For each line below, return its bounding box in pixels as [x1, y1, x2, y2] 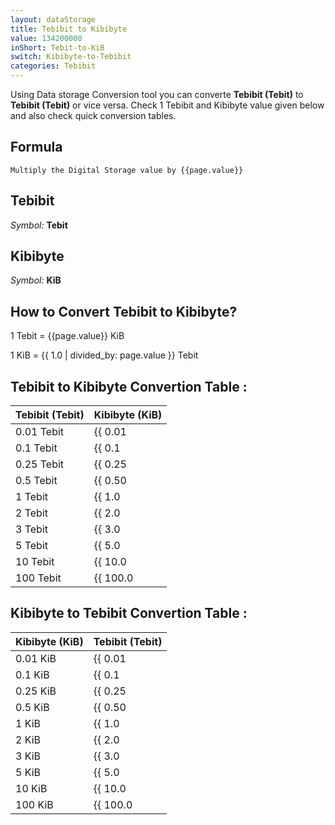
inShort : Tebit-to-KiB [10, 42, 105, 53]
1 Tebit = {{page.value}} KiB [10, 330, 125, 342]
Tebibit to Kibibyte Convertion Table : [10, 378, 248, 395]
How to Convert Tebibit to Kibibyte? [10, 303, 238, 320]
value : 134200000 [10, 33, 83, 43]
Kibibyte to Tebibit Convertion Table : [10, 605, 248, 622]
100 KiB [15, 797, 54, 811]
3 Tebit [15, 522, 48, 536]
